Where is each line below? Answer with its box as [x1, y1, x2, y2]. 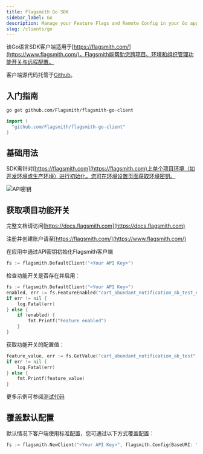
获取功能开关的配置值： [6, 340, 65, 348]
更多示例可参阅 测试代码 [6, 393, 65, 401]
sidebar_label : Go [6, 15, 53, 21]
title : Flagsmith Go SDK [6, 8, 69, 15]
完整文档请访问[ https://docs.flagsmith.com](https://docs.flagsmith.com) [6, 222, 185, 229]
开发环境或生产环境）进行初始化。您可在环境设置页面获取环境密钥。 [6, 172, 176, 180]
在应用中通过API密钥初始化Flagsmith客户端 [6, 248, 114, 256]
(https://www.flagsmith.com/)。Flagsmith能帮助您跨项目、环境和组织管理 [6, 51, 188, 58]
